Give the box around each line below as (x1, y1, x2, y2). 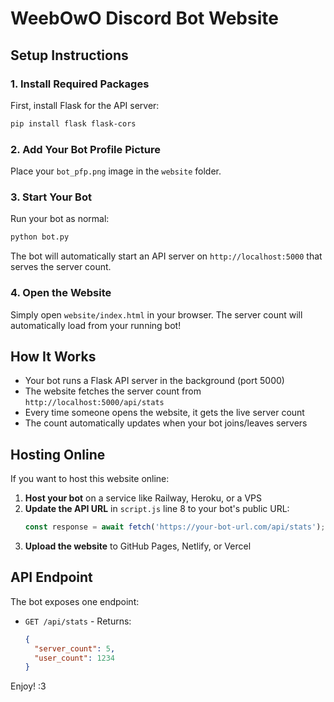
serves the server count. (10, 261, 112, 273)
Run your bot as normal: (10, 213, 110, 225)
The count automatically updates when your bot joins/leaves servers (24, 417, 308, 429)
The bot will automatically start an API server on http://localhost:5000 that (10, 250, 323, 262)
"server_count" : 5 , (34, 643, 116, 654)
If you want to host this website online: (10, 473, 170, 485)
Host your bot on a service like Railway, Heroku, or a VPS (24, 492, 262, 504)
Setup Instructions (10, 47, 129, 64)
